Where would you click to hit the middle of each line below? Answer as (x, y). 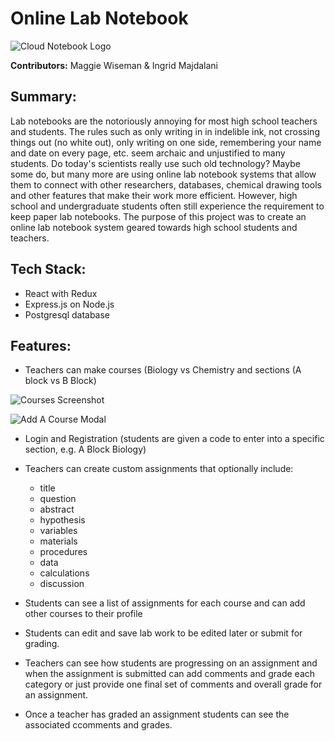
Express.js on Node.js (69, 304)
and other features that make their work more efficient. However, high (154, 195)
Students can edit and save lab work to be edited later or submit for (163, 633)
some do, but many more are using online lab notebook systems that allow (163, 174)
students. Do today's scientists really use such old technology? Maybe (155, 163)
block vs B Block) (60, 381)
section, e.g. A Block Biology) (85, 449)
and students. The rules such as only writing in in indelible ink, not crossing (165, 131)
